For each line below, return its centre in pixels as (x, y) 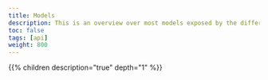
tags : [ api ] (28, 38)
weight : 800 (28, 45)
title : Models (32, 15)
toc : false (26, 30)
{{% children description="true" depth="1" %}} (85, 67)
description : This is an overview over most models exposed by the (123, 23)
